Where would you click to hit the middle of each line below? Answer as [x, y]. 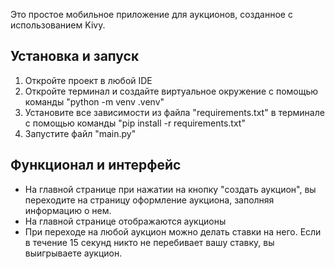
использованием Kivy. [58, 25]
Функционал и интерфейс [96, 165]
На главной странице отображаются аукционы [125, 221]
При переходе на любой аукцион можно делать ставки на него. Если [173, 231]
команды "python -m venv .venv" [94, 101]
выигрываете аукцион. [73, 253]
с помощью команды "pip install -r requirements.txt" [135, 123]
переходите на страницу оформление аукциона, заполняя [149, 200]
